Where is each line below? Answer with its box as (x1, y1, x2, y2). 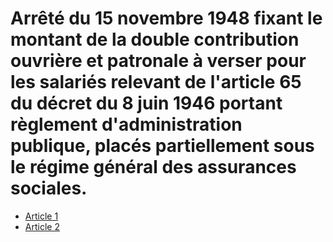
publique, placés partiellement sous (10, 135, 315, 157)
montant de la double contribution (10, 28, 300, 51)
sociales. (10, 177, 88, 200)
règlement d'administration (10, 113, 243, 136)
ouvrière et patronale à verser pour (10, 50, 307, 72)
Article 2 (24, 220, 60, 232)
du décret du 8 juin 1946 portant (10, 92, 283, 115)
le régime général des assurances (10, 156, 297, 179)
